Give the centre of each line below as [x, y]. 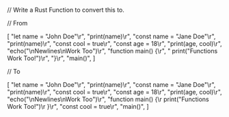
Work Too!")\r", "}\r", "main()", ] [51, 58]
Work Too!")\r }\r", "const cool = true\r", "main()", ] [78, 106]
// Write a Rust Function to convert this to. [66, 10]
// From [17, 23]
